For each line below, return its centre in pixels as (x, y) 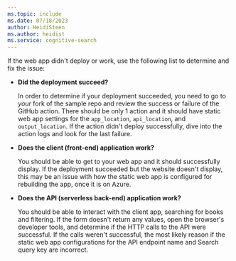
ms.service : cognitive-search (52, 41)
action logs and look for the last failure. (75, 134)
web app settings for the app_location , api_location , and (102, 119)
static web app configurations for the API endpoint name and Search (118, 242)
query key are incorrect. (53, 250)
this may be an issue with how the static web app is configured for (115, 177)
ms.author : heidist (36, 34)
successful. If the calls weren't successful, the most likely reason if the (121, 235)
